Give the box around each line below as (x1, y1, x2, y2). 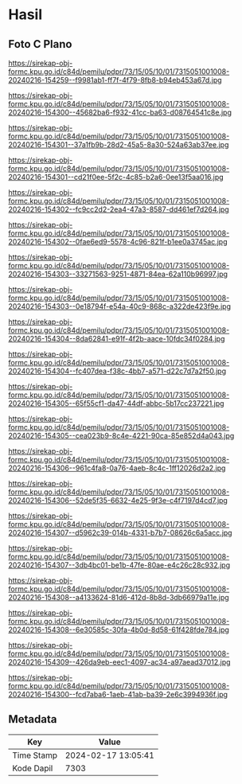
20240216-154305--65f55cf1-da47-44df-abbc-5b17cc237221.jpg (8, 399, 224, 408)
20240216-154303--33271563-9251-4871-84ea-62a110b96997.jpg (8, 269, 228, 279)
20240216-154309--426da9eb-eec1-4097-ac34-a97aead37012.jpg (8, 657, 231, 666)
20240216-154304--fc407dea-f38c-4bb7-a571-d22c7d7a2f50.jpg (8, 366, 227, 376)
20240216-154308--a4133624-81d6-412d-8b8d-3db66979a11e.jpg (8, 593, 229, 602)
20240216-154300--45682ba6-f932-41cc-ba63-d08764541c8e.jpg (8, 107, 232, 117)
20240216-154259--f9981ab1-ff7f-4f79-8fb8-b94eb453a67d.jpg (8, 76, 222, 84)
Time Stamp (12, 750, 58, 761)
